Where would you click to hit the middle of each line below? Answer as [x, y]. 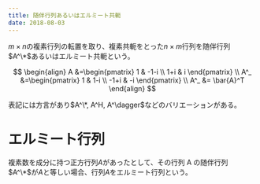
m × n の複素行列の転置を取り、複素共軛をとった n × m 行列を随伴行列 [119, 46]
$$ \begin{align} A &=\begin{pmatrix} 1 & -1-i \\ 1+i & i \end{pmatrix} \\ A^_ [132, 72]
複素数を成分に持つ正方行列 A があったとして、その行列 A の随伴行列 [118, 163]
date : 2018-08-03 [37, 23]
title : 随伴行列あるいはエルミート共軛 [65, 15]
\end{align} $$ [132, 88]
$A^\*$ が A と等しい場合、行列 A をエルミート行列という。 [100, 172]
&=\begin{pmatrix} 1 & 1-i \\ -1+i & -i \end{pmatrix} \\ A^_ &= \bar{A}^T [132, 80]
